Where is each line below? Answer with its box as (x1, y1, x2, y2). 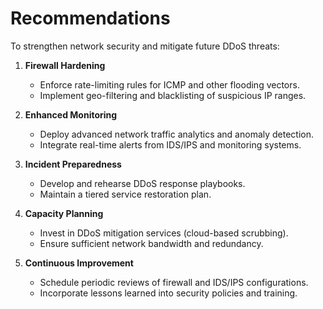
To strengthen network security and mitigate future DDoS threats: (10, 40, 280, 52)
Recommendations (10, 7, 171, 30)
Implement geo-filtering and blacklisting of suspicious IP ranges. (39, 89, 307, 101)
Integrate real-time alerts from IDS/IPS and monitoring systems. (39, 138, 302, 151)
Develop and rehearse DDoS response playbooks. (39, 177, 246, 189)
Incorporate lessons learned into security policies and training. (39, 287, 298, 299)
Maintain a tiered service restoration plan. (39, 188, 212, 200)
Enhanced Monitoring (24, 108, 118, 121)
